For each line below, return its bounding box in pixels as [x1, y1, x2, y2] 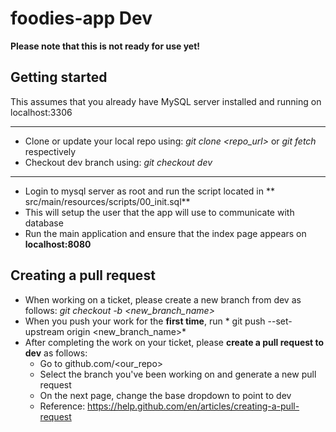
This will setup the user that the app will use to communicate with [24, 206, 295, 218]
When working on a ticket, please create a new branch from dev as [24, 293, 302, 306]
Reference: [39, 400, 86, 412]
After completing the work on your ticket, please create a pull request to [24, 336, 325, 348]
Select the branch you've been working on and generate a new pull [39, 368, 317, 380]
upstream [24, 325, 65, 337]
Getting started [10, 69, 108, 86]
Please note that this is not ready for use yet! [10, 40, 201, 52]
